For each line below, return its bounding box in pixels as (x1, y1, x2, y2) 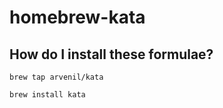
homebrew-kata (9, 6, 146, 29)
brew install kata (9, 90, 86, 100)
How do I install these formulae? (9, 46, 214, 63)
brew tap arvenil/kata (9, 72, 104, 82)
